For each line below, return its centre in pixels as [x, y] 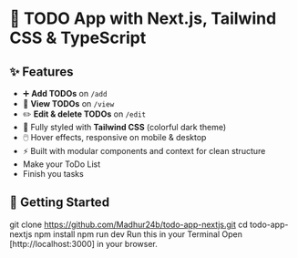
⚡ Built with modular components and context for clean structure [144, 151]
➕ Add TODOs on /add [65, 93]
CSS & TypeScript [78, 38]
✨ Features [41, 72]
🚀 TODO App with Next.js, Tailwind [143, 19]
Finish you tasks [53, 174]
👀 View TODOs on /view [68, 103]
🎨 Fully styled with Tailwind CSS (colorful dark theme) [124, 127]
